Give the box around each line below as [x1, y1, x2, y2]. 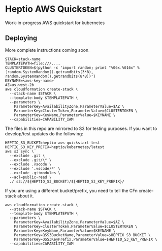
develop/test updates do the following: [5, 130, 84, 136]
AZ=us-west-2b [5, 82, 34, 87]
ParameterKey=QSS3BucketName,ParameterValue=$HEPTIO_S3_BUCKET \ [14, 232, 151, 237]
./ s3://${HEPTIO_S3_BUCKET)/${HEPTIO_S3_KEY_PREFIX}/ [9, 179, 125, 184]
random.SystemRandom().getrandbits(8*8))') [5, 74, 96, 79]
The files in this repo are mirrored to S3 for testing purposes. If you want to [5, 125, 158, 131]
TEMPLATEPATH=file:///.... [5, 61, 61, 66]
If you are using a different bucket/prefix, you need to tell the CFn [5, 188, 138, 193]
